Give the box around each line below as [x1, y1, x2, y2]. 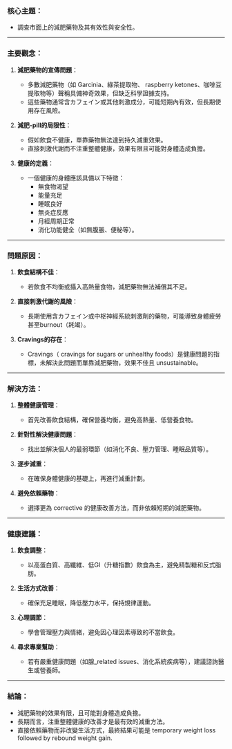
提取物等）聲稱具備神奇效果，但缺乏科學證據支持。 [27, 88, 173, 97]
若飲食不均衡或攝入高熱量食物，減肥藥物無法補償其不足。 [27, 282, 191, 291]
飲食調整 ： [17, 546, 48, 554]
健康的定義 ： [17, 159, 54, 167]
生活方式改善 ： [17, 584, 60, 592]
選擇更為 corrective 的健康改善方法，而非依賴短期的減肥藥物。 [27, 504, 206, 512]
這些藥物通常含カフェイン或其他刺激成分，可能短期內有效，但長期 [27, 97, 215, 106]
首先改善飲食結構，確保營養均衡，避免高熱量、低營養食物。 [27, 416, 197, 424]
